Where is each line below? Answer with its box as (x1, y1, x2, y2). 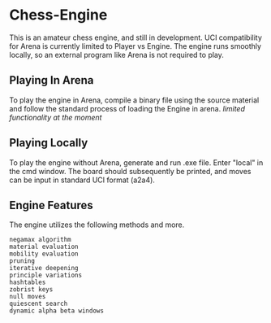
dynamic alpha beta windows (9, 307, 105, 315)
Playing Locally (9, 136, 88, 150)
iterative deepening (9, 264, 80, 273)
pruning (9, 257, 36, 265)
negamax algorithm (9, 236, 71, 244)
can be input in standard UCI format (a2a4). (9, 175, 155, 185)
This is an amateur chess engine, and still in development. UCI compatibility (9, 33, 263, 42)
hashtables (9, 278, 46, 286)
